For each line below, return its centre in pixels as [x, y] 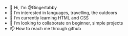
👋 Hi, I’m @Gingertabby [33, 8]
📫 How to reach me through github [45, 28]
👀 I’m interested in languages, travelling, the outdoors [63, 13]
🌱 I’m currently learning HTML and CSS [49, 18]
